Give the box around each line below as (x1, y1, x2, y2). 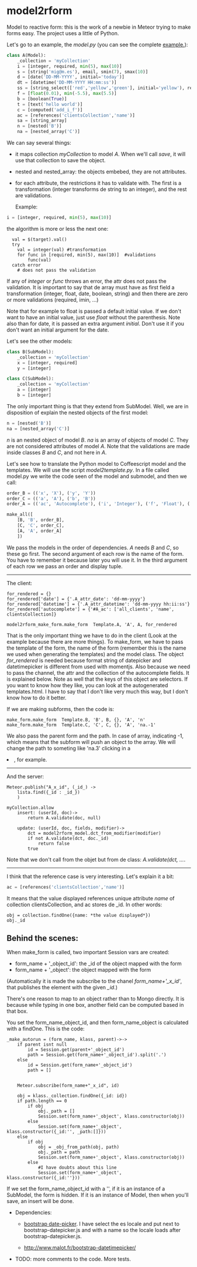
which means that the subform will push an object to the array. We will (6, 738, 176, 745)
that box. (6, 1008, 28, 1015)
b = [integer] (17, 392, 51, 398)
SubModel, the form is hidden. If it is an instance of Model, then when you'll (6, 1191, 189, 1198)
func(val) (27, 257, 51, 263)
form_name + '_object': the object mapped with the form (15, 967, 151, 974)
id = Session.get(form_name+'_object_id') (27, 1062, 133, 1068)
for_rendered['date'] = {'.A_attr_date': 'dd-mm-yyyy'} (6, 596, 146, 602)
